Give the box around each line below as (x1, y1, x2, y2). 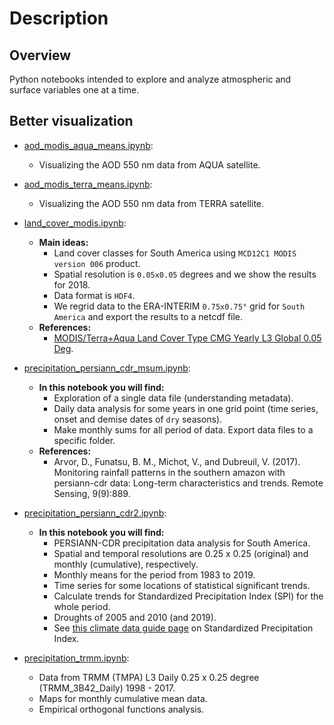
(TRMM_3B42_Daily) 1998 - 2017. (38, 682, 176, 694)
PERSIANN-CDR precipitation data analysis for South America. (53, 537, 311, 549)
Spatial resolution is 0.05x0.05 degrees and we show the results (53, 268, 317, 280)
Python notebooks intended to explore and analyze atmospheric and (9, 73, 292, 85)
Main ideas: (38, 236, 89, 248)
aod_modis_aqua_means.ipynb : (23, 139, 154, 151)
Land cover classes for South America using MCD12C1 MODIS (53, 247, 297, 259)
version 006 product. (53, 257, 141, 269)
